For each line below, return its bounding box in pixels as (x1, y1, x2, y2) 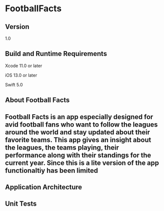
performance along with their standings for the (5, 151, 151, 159)
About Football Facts (5, 96, 70, 105)
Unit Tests (5, 200, 37, 208)
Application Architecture (5, 183, 82, 191)
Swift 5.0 (5, 81, 23, 87)
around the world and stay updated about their (5, 128, 150, 136)
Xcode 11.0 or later (5, 62, 43, 69)
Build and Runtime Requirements (5, 50, 107, 58)
